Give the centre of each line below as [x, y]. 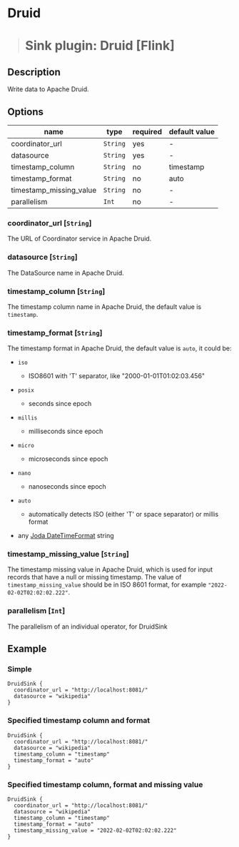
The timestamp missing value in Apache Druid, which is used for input [110, 569]
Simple [20, 669]
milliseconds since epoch [66, 431]
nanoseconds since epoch [67, 487]
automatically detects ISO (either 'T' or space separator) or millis [123, 514]
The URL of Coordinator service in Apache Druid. [80, 239]
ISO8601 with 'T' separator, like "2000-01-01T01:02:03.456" [117, 376]
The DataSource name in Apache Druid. [66, 273]
